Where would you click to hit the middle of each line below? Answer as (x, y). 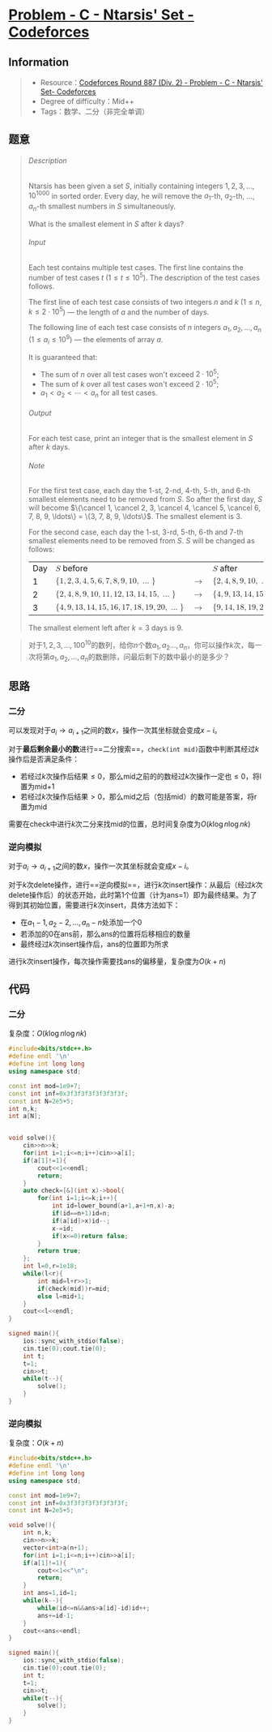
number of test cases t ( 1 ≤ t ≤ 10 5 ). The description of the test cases (144, 277)
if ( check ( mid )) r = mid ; (74, 1288)
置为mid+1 (37, 786)
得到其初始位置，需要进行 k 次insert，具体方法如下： (94, 905)
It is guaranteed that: (63, 357)
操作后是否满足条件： (44, 759)
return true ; (59, 1251)
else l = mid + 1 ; (61, 1296)
